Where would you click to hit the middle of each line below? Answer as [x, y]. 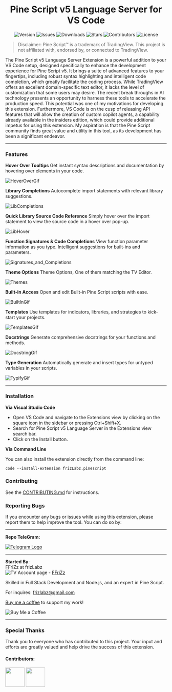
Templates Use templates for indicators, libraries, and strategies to [76, 312]
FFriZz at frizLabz [24, 567]
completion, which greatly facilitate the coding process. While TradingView [84, 82]
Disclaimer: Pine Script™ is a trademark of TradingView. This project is [91, 44]
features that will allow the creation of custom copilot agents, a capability [82, 114]
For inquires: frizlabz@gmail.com [40, 592]
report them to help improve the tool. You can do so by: [63, 522]
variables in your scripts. [31, 368]
